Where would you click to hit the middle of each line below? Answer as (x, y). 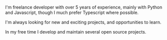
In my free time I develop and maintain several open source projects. (76, 32)
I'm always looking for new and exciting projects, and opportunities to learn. (83, 22)
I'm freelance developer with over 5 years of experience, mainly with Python (84, 7)
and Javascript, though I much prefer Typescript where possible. (72, 12)
